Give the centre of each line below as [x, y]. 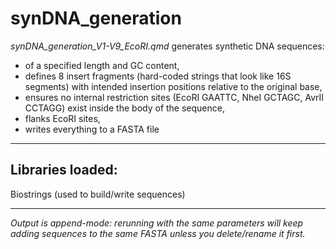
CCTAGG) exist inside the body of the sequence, [124, 108]
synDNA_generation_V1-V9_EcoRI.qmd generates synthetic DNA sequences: [167, 46]
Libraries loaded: [64, 170]
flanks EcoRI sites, [62, 118]
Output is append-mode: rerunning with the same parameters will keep [157, 223]
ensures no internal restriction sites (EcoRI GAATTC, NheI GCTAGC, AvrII [174, 97]
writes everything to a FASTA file [92, 129]
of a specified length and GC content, [102, 65]
